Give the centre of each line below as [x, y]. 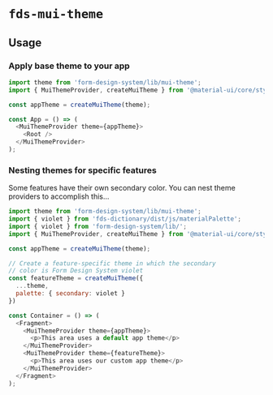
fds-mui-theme [56, 14]
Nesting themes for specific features [82, 170]
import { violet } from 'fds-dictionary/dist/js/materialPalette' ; [125, 219]
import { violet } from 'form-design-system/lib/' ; [97, 226]
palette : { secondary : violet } [71, 294]
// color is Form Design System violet [76, 271]
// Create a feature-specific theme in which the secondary [113, 263]
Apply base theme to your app [69, 66]
